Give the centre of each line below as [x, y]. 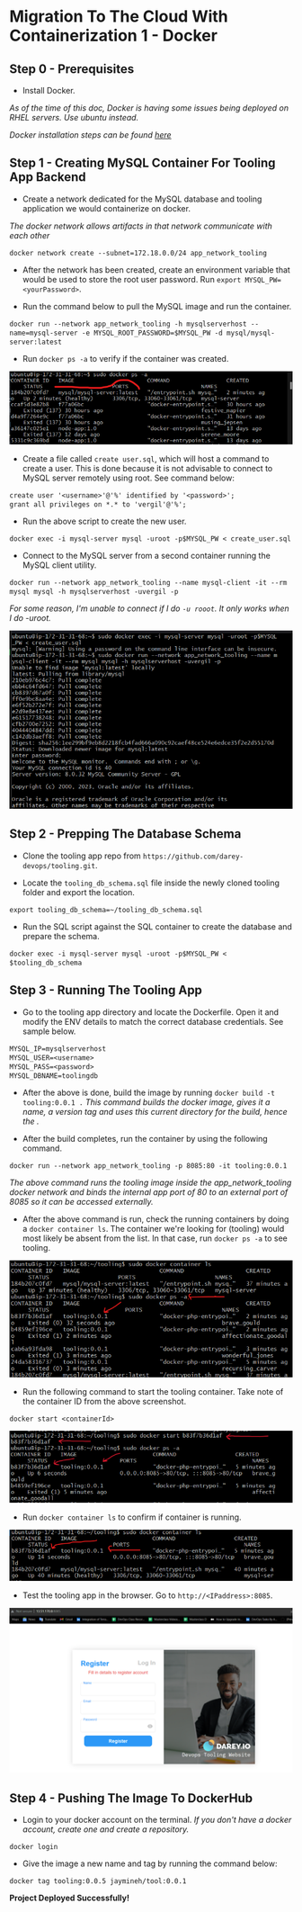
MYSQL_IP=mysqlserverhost [58, 1049]
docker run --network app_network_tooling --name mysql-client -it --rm [148, 582]
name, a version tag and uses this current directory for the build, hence [155, 1111]
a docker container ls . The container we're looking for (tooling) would [153, 1228]
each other [30, 235]
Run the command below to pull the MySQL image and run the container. [157, 306]
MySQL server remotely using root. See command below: [129, 478]
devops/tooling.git [59, 866]
